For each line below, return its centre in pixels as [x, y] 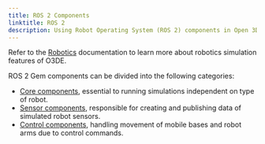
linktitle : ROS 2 [37, 23]
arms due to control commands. [71, 133]
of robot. [34, 100]
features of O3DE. [37, 61]
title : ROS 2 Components [49, 15]
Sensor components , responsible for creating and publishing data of [131, 108]
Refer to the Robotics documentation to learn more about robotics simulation [132, 53]
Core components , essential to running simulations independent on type [137, 91]
